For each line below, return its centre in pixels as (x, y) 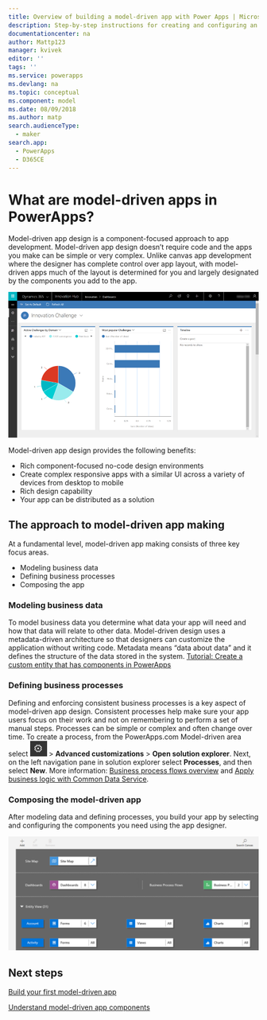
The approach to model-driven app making (116, 525)
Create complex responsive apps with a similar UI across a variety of (132, 474)
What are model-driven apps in (113, 200)
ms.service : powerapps (46, 76)
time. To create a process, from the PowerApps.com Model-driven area (125, 737)
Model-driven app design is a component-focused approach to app (118, 239)
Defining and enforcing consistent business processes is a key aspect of (127, 703)
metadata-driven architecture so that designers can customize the (116, 640)
